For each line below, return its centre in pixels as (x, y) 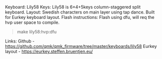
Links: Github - (20, 41)
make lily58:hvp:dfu (37, 32)
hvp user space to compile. (32, 22)
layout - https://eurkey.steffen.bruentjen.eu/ (49, 51)
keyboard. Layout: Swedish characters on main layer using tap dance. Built (80, 12)
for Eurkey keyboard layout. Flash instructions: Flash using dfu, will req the (80, 17)
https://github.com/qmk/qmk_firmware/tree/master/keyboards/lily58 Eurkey (81, 46)
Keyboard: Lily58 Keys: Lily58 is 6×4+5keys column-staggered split (73, 7)
